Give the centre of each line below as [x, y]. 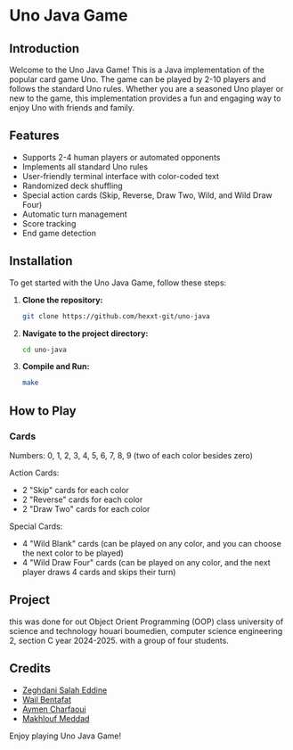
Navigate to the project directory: [85, 333]
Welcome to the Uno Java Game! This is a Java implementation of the [137, 70]
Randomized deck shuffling [72, 185]
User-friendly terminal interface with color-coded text [121, 176]
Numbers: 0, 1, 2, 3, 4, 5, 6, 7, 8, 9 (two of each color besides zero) [131, 455]
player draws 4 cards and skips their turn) [99, 572]
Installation [41, 261]
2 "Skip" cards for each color [75, 490]
